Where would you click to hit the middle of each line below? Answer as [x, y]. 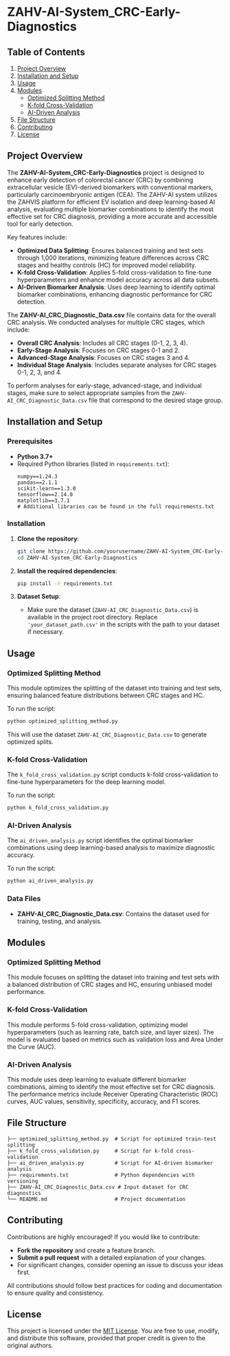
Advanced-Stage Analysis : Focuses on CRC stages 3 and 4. [103, 357]
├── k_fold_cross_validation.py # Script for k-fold [90, 1151]
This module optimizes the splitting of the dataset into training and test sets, [114, 688]
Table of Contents [46, 52]
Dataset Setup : [39, 597]
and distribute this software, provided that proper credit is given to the [106, 1338]
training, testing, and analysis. [59, 921]
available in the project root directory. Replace [92, 617]
